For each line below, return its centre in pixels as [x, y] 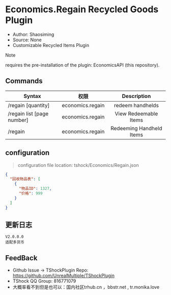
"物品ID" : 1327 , [35, 189]
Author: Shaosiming [33, 34]
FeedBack [21, 258]
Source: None [27, 40]
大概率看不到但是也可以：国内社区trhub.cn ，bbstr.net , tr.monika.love [86, 287]
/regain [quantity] [29, 105]
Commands [24, 81]
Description [136, 96]
